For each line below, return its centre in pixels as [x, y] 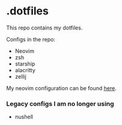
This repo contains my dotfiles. [44, 28]
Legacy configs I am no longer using [60, 103]
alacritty [25, 70]
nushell [24, 117]
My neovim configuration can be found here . [62, 88]
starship [25, 64]
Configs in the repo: [31, 39]
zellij [21, 76]
